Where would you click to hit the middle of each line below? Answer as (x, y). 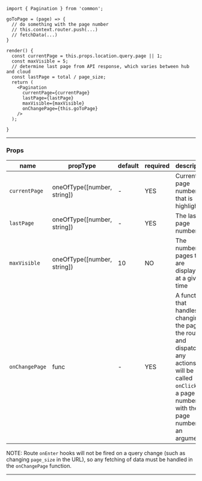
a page (185, 393)
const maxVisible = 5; (40, 61)
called (184, 378)
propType (82, 166)
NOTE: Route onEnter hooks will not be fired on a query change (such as (96, 453)
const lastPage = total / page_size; (59, 77)
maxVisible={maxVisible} (53, 103)
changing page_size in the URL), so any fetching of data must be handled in (100, 459)
